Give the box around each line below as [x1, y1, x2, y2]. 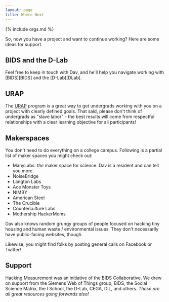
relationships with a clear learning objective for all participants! [5, 119, 136, 125]
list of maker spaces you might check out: [5, 153, 93, 159]
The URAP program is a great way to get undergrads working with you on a [5, 103, 162, 109]
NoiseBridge [12, 173, 39, 179]
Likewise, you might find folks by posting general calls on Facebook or [5, 241, 152, 247]
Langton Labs [12, 178, 41, 184]
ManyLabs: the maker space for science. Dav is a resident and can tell [12, 162, 159, 168]
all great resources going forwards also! [5, 291, 90, 297]
